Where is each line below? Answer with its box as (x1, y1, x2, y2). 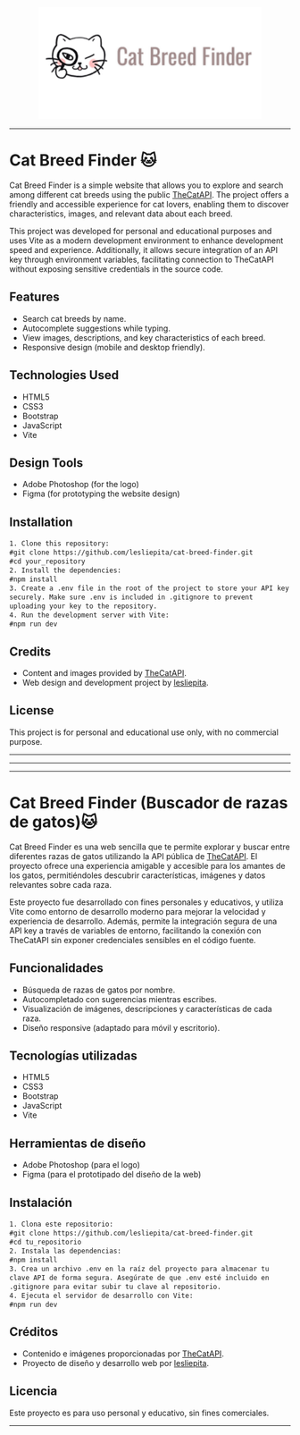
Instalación (9, 1194, 73, 1210)
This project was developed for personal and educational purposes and (9, 225, 272, 236)
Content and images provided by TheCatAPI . (21, 668, 187, 678)
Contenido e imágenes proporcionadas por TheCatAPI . (21, 1348, 225, 1359)
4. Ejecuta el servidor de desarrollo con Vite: (9, 1291, 194, 1300)
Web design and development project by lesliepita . (21, 678, 209, 688)
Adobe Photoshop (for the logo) (21, 479, 140, 490)
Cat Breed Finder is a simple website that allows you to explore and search (9, 180, 284, 190)
